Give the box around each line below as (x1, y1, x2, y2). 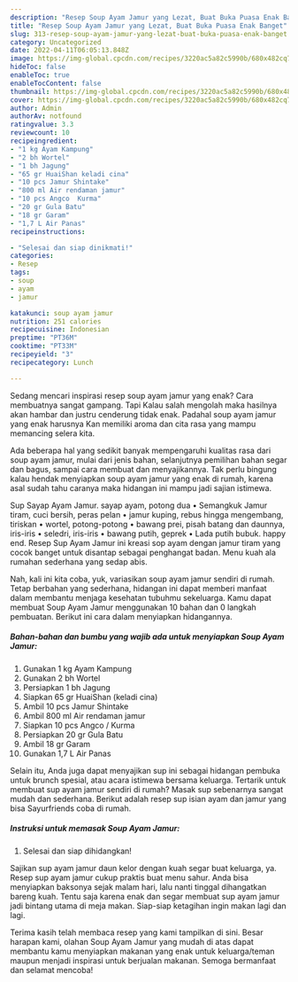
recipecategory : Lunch (10, 358, 94, 367)
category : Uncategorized (10, 37, 102, 47)
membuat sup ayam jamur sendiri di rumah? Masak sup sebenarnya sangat (10, 783, 284, 794)
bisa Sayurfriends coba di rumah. (10, 803, 132, 814)
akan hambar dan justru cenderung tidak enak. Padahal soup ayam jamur (10, 409, 277, 419)
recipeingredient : (10, 136, 78, 145)
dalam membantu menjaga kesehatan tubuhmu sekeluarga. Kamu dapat (10, 592, 272, 603)
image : (10, 54, 34, 63)
